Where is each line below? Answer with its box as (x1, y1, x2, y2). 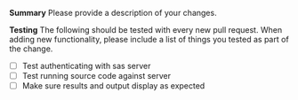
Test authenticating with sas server (21, 61, 151, 71)
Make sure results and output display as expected (21, 81, 205, 91)
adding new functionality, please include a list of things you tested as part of (9, 35, 289, 44)
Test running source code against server (21, 71, 172, 81)
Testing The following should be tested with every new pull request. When (9, 25, 283, 35)
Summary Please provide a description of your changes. (9, 8, 217, 18)
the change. (9, 43, 53, 54)
